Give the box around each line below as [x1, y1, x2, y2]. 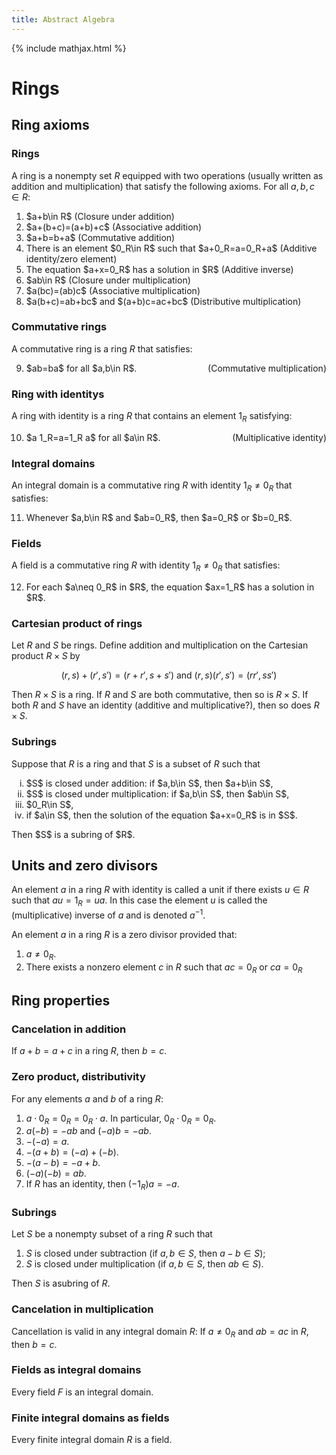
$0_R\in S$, [25, 798, 74, 810]
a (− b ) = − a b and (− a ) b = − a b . [25, 1125, 152, 1137]
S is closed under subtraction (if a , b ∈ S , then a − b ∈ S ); [25, 1247, 266, 1260]
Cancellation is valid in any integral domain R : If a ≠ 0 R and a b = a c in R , [11, 1325, 309, 1340]
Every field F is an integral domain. [11, 1386, 154, 1398]
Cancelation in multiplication [11, 1302, 154, 1316]
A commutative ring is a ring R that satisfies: [11, 342, 193, 355]
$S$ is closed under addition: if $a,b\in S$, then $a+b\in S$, [25, 777, 274, 789]
